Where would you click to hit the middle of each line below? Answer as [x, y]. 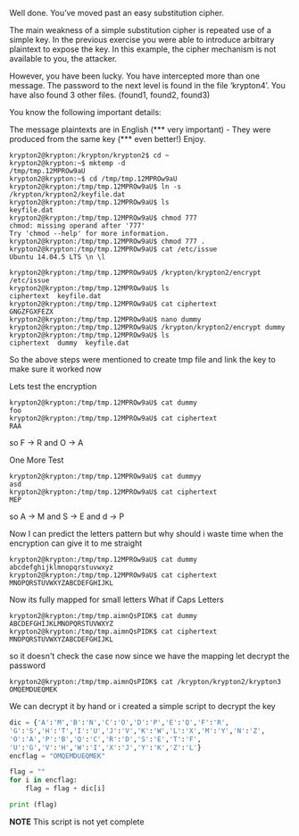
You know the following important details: [86, 112]
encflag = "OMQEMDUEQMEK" [57, 756]
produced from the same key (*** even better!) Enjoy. [108, 139]
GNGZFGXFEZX [31, 312]
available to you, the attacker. [63, 59]
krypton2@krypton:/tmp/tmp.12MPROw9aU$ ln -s [95, 187]
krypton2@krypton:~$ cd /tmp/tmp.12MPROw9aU [93, 179]
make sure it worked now [56, 369]
